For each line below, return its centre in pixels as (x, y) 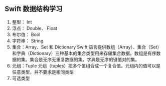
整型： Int (22, 22)
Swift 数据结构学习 (34, 9)
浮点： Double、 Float (35, 28)
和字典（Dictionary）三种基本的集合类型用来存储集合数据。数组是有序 (84, 53)
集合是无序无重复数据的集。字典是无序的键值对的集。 (85, 59)
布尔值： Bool (26, 34)
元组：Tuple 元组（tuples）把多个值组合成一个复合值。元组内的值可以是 (86, 65)
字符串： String (28, 40)
